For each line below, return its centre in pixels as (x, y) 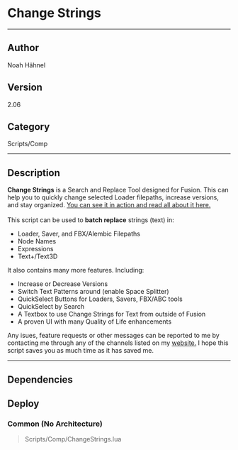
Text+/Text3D (38, 256)
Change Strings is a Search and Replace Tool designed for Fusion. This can (118, 190)
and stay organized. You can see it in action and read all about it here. (109, 205)
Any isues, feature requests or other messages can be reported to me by (113, 336)
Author (23, 48)
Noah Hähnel (27, 65)
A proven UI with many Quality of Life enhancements (95, 322)
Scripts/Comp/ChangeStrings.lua (73, 439)
